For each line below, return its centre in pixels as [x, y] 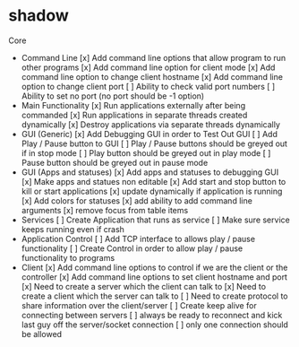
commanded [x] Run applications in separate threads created [134, 115]
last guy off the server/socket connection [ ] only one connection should [154, 325]
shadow [38, 16]
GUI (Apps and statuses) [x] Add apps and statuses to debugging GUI [150, 172]
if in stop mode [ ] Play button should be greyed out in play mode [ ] [146, 152]
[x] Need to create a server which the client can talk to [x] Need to [143, 286]
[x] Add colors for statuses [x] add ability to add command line [137, 200]
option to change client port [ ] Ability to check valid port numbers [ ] [148, 86]
